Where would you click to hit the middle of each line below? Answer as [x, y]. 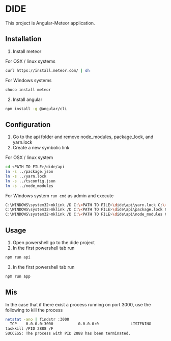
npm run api [18, 257]
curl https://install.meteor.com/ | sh [48, 70]
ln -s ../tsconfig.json [31, 181]
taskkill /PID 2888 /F [29, 329]
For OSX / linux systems [31, 61]
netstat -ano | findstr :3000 [37, 319]
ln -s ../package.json [29, 172]
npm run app [18, 276]
